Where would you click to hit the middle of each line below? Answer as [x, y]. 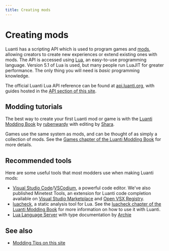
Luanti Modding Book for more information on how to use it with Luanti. [87, 210]
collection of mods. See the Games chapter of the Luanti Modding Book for [83, 139]
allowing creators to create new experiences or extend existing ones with [81, 54]
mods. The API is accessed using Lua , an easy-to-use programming [76, 60]
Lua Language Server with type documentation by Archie [72, 215]
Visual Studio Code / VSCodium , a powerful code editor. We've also [81, 188]
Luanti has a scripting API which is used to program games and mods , [78, 49]
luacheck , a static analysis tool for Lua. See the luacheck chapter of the [87, 204]
